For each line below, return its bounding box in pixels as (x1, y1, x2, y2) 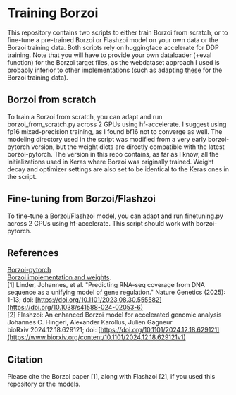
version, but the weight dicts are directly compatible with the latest (31, 142, 225, 151)
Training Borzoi (7, 5, 99, 21)
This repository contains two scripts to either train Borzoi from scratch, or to (7, 28, 228, 37)
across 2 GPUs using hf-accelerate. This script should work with (7, 219, 195, 227)
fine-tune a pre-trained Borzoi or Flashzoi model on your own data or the (7, 35, 218, 44)
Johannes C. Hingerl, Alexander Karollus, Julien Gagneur (7, 318, 173, 327)
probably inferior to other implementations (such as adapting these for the (7, 66, 223, 74)
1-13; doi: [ (7, 296, 38, 304)
